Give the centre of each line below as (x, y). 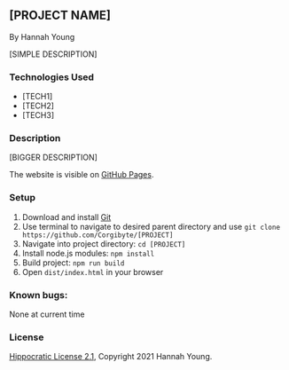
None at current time (47, 314)
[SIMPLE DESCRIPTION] (53, 54)
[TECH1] (37, 97)
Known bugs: (39, 295)
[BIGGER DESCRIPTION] (53, 157)
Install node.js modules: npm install (88, 253)
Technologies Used (52, 77)
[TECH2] (38, 106)
